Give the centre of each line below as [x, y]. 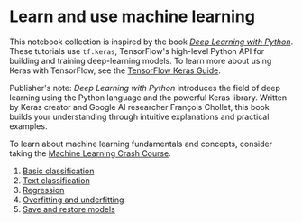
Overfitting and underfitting [73, 200]
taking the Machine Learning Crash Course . [90, 153]
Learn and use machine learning [132, 17]
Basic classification [58, 171]
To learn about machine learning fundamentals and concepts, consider [141, 144]
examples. [28, 126]
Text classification [56, 180]
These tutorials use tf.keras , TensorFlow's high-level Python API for [137, 51]
